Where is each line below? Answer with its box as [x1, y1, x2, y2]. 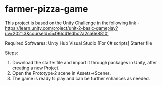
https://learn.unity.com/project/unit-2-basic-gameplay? [5, 25, 118, 31]
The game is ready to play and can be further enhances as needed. [12, 75, 150, 81]
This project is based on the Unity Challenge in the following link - [5, 20, 140, 26]
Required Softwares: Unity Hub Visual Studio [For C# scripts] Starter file [5, 40, 152, 46]
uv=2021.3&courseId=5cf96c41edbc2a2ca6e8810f [5, 30, 109, 36]
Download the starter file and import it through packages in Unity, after [12, 59, 157, 65]
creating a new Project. [12, 65, 60, 71]
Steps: [5, 50, 18, 56]
